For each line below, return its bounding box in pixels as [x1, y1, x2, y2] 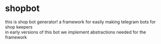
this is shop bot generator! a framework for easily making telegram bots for [5, 19, 156, 25]
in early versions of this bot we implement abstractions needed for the [5, 29, 146, 35]
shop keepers [5, 24, 33, 29]
